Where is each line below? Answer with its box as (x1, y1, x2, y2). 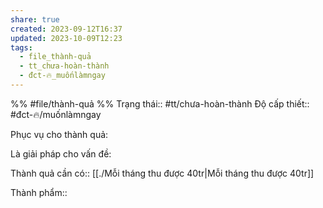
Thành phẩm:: (10, 186, 68, 198)
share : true (10, 14, 60, 25)
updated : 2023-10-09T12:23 (10, 33, 123, 43)
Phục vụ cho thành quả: (10, 128, 109, 140)
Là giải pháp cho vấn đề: (10, 147, 112, 160)
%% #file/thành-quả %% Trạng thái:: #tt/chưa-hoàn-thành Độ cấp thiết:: (10, 97, 310, 110)
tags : (10, 42, 33, 53)
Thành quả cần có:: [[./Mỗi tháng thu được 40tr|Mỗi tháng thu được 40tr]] (10, 167, 315, 179)
